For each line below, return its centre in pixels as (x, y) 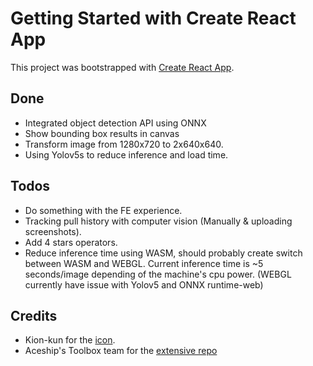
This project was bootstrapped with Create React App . (122, 67)
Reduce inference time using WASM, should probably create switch (163, 253)
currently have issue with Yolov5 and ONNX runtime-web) (144, 284)
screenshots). (53, 231)
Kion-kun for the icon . (70, 340)
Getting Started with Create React (153, 18)
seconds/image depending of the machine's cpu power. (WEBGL (158, 274)
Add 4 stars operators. (71, 242)
